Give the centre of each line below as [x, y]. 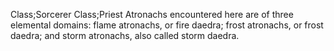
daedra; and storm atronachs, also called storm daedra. [125, 35]
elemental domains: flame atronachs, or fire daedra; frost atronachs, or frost [167, 25]
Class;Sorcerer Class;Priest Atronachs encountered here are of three [152, 14]
